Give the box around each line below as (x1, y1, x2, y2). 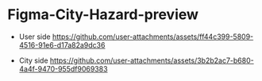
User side (18, 32, 51, 41)
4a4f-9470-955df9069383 (18, 64, 108, 73)
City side (18, 56, 48, 65)
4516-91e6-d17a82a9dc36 (18, 40, 106, 49)
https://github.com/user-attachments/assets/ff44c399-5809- (52, 32, 254, 41)
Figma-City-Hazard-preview (7, 6, 199, 24)
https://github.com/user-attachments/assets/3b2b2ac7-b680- (49, 56, 255, 65)
